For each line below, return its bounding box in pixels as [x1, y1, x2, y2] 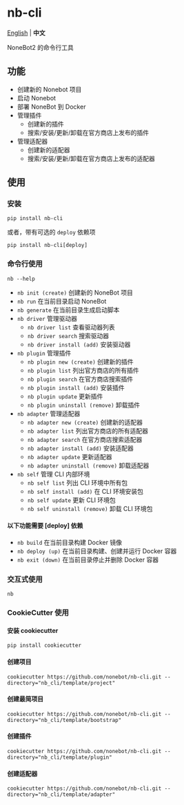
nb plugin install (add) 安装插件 [27, 383, 125, 391]
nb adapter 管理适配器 [17, 409, 81, 418]
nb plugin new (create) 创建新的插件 [27, 358, 134, 366]
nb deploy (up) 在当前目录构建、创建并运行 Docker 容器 [17, 546, 177, 555]
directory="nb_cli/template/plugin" [7, 754, 112, 761]
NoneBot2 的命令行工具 [7, 43, 74, 51]
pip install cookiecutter [7, 642, 81, 649]
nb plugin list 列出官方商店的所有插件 [27, 366, 139, 374]
